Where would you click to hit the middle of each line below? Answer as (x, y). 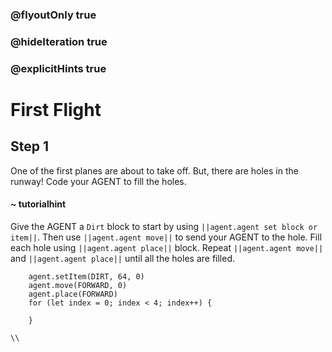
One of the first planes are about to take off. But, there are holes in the (154, 170)
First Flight (56, 109)
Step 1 (30, 146)
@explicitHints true (58, 68)
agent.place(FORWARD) (73, 294)
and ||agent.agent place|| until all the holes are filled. (122, 258)
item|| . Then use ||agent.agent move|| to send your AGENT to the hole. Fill (166, 237)
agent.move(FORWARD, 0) (78, 285)
